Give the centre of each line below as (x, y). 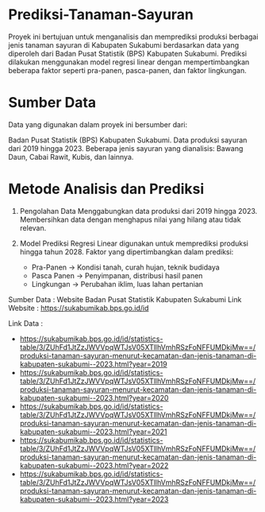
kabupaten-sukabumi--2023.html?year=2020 (94, 398)
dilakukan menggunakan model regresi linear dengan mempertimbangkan (129, 62)
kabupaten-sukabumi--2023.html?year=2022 (94, 465)
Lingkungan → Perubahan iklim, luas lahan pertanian (117, 284)
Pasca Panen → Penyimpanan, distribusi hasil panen (117, 275)
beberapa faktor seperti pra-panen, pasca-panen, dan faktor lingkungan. (128, 70)
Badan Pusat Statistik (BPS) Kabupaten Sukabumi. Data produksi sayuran (128, 140)
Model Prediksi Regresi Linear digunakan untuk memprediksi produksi (134, 243)
